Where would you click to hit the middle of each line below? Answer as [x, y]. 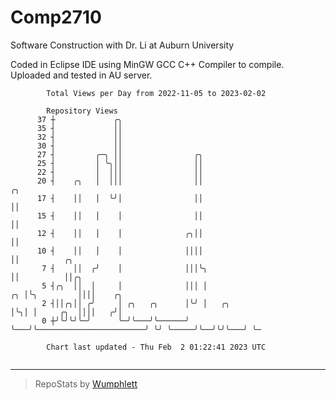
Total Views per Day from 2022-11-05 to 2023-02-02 [156, 93]
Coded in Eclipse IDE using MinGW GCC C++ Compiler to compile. [147, 64]
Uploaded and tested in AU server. [81, 75]
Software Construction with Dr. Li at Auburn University [122, 45]
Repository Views [82, 111]
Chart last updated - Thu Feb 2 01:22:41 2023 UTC [156, 347]
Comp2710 [56, 17]
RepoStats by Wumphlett [86, 383]
